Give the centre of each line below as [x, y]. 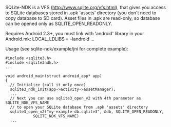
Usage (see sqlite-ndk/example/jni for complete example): [67, 49]
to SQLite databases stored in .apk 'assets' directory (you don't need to [81, 13]
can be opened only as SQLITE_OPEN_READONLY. [59, 23]
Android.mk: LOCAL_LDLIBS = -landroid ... [50, 39]
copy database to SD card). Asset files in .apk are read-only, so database [83, 18]
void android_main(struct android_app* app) [54, 76]
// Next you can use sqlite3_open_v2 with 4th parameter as [75, 98]
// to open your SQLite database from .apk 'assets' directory [79, 107]
